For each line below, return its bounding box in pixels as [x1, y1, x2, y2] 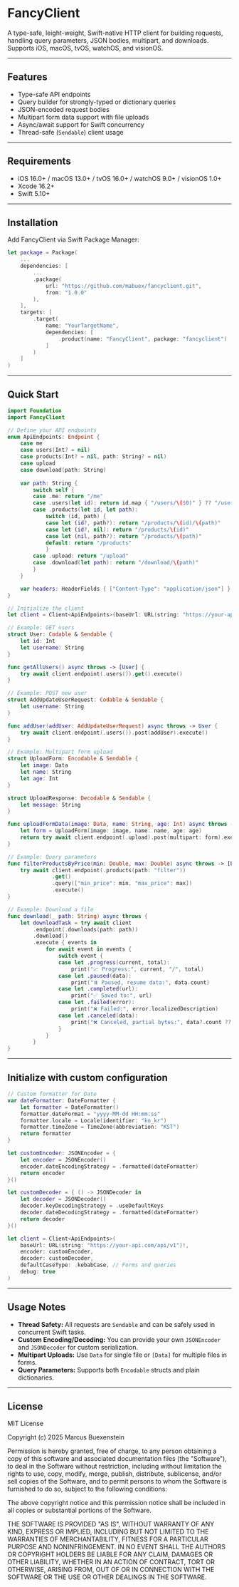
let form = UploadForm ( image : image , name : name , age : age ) [20, 827, 202, 834]
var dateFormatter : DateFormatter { [7, 1097, 116, 1104]
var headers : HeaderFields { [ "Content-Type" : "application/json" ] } [20, 585, 231, 592]
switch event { [58, 953, 103, 960]
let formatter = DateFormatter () [20, 1103, 119, 1111]
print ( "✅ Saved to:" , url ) [70, 992, 153, 999]
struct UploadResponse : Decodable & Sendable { [7, 795, 152, 802]
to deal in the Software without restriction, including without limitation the [7, 1462, 222, 1471]
